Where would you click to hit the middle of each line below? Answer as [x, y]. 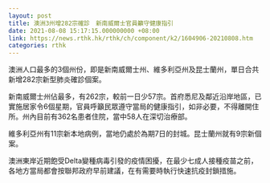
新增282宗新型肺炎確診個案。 [57, 79]
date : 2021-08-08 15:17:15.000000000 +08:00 [84, 31]
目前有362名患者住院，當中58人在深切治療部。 [114, 116]
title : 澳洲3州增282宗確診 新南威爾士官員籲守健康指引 [91, 23]
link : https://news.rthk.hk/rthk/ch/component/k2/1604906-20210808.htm [131, 38]
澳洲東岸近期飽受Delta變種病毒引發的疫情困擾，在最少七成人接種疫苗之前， [133, 161]
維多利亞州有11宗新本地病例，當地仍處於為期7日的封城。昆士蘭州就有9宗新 [131, 134]
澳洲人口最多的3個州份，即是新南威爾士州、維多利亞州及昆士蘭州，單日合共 [134, 70]
